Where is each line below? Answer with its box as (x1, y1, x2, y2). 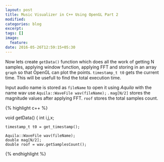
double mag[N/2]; (5, 137, 42, 142)
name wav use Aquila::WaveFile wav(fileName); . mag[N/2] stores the (5, 90, 151, 96)
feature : (10, 40, 28, 45)
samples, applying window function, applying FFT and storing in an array (5, 64, 157, 70)
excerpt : (5, 26, 24, 31)
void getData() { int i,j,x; (5, 114, 54, 121)
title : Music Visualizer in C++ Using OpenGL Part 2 (5, 12, 119, 17)
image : (5, 36, 19, 41)
